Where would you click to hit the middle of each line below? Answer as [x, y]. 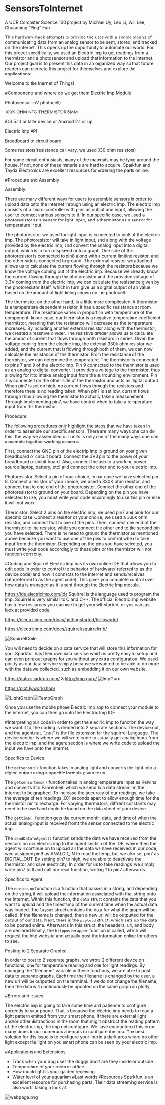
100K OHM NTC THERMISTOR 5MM [41, 112]
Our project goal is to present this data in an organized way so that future [79, 63]
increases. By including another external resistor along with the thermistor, [81, 328]
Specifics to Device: [25, 758]
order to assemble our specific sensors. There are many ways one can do [80, 431]
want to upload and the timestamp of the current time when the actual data [81, 904]
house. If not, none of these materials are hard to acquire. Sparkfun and [78, 165]
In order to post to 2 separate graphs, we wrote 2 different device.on [75, 960]
